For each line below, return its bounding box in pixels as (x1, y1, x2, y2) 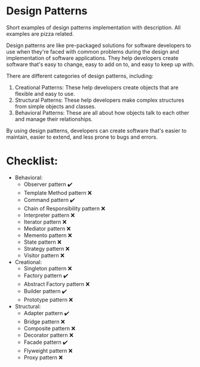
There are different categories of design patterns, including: (6, 72, 153, 79)
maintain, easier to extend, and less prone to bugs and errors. (6, 133, 158, 141)
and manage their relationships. (14, 115, 93, 123)
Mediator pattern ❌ (23, 225, 71, 232)
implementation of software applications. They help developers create (6, 54, 179, 61)
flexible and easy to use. (14, 90, 75, 97)
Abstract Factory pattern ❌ (23, 280, 90, 287)
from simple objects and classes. (14, 102, 97, 110)
